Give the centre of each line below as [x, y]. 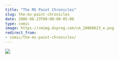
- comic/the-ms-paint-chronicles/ [41, 38]
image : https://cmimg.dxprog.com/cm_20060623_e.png [59, 28]
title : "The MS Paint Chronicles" [41, 10]
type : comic [17, 24]
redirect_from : [21, 33]
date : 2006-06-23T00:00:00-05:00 [40, 19]
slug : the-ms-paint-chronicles [37, 14]
